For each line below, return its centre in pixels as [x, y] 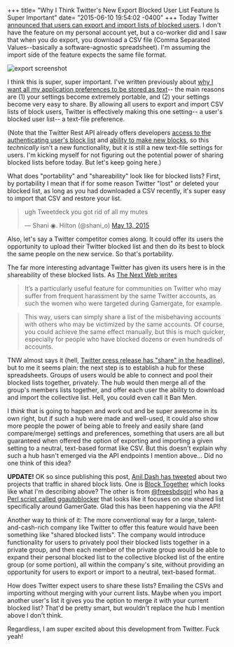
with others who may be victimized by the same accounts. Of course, [124, 324]
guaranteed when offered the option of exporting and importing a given [110, 441]
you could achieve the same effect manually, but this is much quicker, [125, 332]
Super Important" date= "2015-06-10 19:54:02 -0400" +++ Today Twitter [113, 18]
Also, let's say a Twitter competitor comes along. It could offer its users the [116, 239]
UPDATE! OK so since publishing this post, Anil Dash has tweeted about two [117, 476]
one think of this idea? [39, 463]
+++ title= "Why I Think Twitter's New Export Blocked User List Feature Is [113, 10]
